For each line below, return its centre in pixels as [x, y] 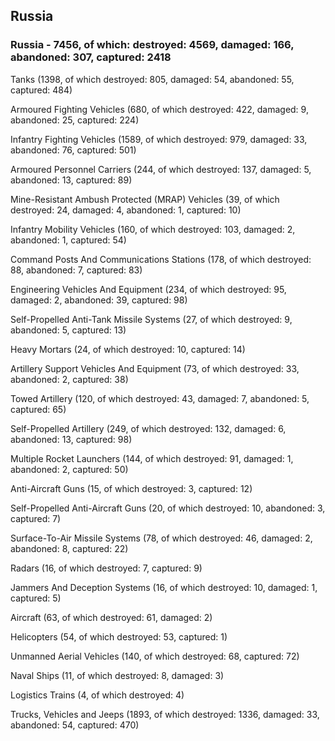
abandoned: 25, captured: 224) [75, 120]
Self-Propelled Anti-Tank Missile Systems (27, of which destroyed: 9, [151, 319]
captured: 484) [41, 90]
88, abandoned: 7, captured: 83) [76, 270]
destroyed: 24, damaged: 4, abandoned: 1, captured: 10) [126, 210]
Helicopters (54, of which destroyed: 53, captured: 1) [119, 636]
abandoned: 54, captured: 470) [75, 725]
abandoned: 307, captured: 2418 [91, 57]
